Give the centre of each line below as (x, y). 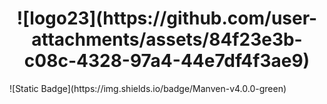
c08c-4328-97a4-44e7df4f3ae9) (167, 61)
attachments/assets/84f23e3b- (167, 39)
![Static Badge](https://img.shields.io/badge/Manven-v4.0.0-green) (148, 88)
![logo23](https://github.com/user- (167, 18)
